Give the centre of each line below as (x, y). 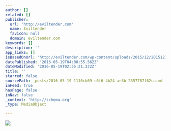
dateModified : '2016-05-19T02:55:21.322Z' (51, 67)
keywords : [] (19, 43)
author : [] (17, 10)
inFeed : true (19, 85)
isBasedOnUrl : (20, 57)
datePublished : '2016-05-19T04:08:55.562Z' (52, 62)
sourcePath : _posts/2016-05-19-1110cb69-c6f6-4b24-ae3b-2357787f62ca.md (84, 81)
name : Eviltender (28, 29)
